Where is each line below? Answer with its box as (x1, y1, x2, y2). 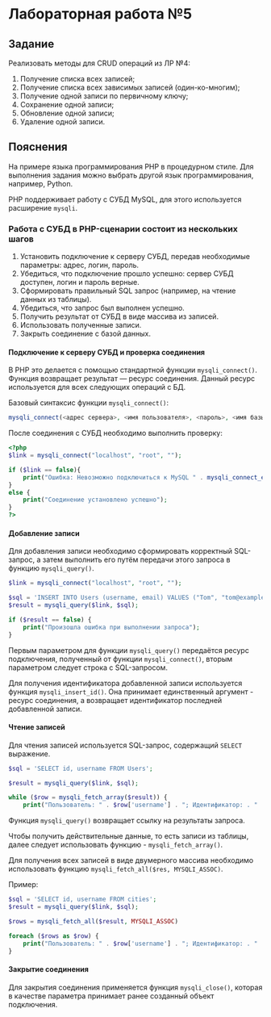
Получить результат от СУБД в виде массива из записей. (19, 312, 219, 321)
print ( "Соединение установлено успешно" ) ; (23, 496, 168, 504)
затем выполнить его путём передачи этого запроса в (42, 555, 231, 565)
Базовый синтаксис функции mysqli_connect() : (8, 398, 169, 408)
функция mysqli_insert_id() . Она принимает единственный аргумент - (8, 687, 254, 697)
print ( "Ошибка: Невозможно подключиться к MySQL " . (23, 473, 204, 481)
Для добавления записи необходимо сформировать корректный (8, 546, 232, 556)
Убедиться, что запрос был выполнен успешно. (19, 303, 186, 313)
